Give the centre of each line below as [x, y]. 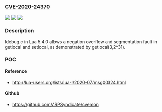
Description [20, 31]
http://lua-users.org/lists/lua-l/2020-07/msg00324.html [69, 82]
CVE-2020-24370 [27, 7]
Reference [16, 71]
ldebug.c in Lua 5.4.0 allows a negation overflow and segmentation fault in [81, 42]
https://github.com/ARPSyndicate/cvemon [55, 104]
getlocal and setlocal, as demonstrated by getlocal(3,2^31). [65, 47]
